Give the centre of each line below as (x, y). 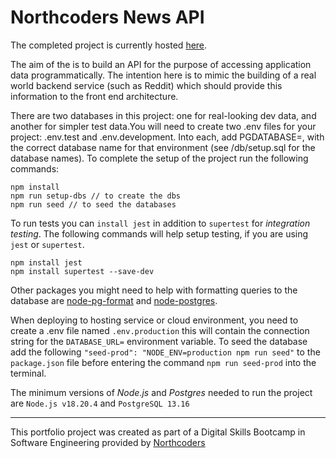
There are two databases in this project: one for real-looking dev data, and (163, 115)
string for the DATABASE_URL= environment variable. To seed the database (159, 341)
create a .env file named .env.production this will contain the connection (160, 330)
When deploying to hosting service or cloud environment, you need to (154, 320)
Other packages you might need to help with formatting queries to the (154, 290)
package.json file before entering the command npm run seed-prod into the (163, 362)
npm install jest (46, 262)
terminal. (28, 373)
